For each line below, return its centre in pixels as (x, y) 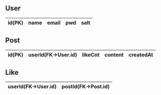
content (114, 54)
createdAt (141, 54)
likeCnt (91, 54)
